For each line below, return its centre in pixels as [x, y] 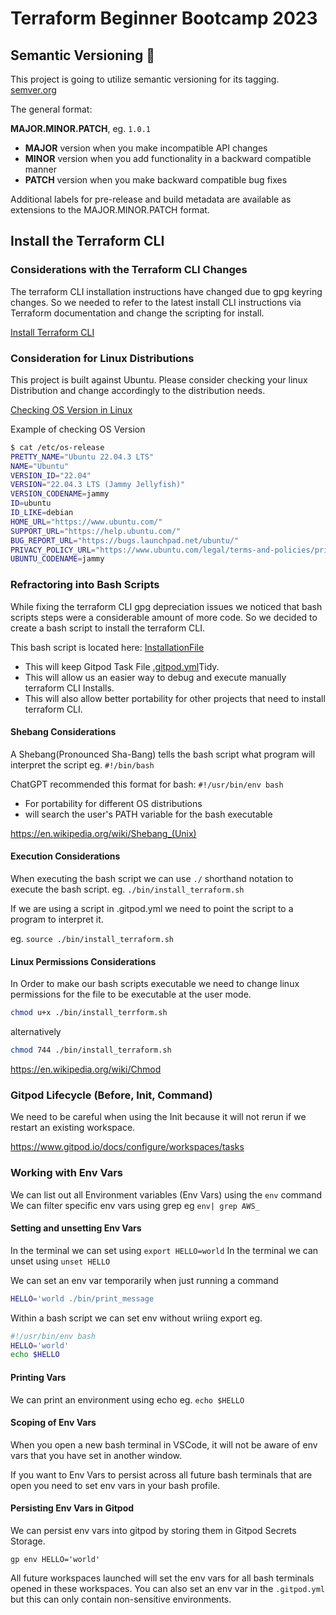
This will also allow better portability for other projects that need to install [175, 698]
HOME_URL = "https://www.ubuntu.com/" [86, 522]
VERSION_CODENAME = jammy [60, 494]
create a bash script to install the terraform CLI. [108, 628]
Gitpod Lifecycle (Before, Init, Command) [111, 1095]
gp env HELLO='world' [55, 1559]
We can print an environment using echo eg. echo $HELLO [127, 1399]
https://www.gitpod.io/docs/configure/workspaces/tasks [127, 1147]
